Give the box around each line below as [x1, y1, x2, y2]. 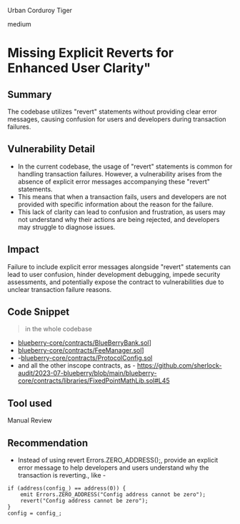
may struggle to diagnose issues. [17, 223, 116, 231]
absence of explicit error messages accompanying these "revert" [17, 177, 211, 186]
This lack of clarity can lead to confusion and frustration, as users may [17, 207, 226, 216]
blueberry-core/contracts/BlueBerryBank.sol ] [17, 338, 152, 347]
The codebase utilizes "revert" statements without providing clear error [7, 107, 218, 116]
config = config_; [7, 510, 62, 517]
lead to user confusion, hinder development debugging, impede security [7, 270, 221, 278]
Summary [7, 89, 52, 101]
